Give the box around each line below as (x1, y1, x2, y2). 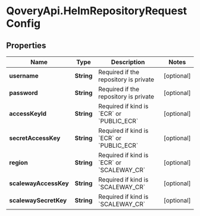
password (9, 89, 38, 97)
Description (111, 58, 145, 66)
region (9, 158, 28, 167)
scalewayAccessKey (9, 179, 70, 188)
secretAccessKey (9, 134, 61, 142)
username (9, 72, 39, 80)
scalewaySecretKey (9, 196, 67, 204)
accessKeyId (9, 110, 46, 117)
